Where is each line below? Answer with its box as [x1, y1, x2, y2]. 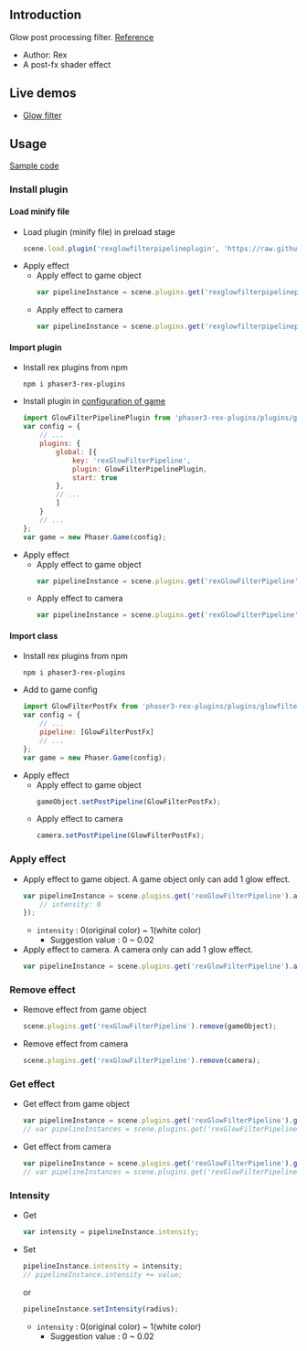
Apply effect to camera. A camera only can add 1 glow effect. [22, 944, 254, 955]
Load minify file [9, 206, 70, 217]
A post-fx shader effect [22, 59, 111, 69]
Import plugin [9, 342, 62, 353]
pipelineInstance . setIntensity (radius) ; [22, 1304, 179, 1314]
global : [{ [56, 447, 98, 456]
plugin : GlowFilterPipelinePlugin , [71, 464, 207, 473]
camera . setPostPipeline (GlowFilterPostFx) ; [36, 831, 206, 840]
